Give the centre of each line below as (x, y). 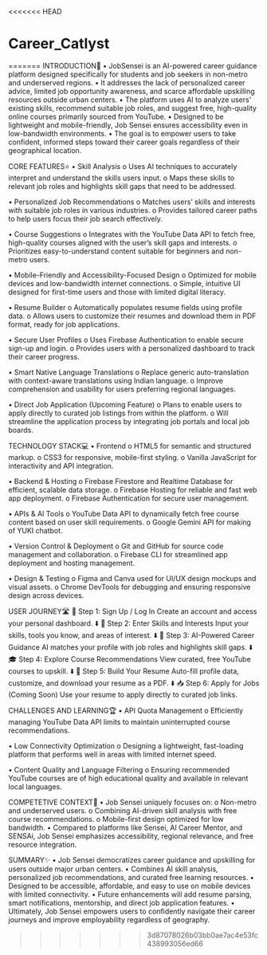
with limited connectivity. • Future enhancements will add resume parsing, (130, 894)
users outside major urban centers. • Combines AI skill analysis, (113, 869)
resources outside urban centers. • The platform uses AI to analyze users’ (130, 100)
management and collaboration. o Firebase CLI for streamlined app (118, 554)
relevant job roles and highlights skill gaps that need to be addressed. (122, 186)
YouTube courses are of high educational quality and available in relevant (128, 778)
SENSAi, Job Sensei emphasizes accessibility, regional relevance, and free (131, 835)
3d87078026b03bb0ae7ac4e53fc (203, 935)
